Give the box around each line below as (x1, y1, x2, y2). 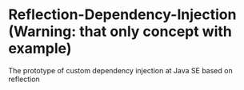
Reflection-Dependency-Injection (8, 6, 237, 24)
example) (8, 40, 72, 57)
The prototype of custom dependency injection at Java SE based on (8, 65, 234, 75)
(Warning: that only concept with (8, 22, 232, 41)
